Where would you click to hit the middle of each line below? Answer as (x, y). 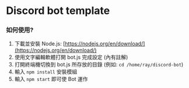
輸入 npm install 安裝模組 (46, 72)
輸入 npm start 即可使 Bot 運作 (51, 79)
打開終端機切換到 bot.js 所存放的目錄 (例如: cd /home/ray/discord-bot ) (99, 65)
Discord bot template (58, 11)
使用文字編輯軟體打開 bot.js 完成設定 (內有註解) (71, 57)
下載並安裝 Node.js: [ (40, 44)
